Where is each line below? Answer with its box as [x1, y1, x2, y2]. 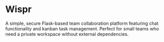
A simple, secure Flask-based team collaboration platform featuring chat [5, 20, 159, 26]
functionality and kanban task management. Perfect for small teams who [5, 25, 159, 31]
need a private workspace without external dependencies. [5, 31, 129, 37]
